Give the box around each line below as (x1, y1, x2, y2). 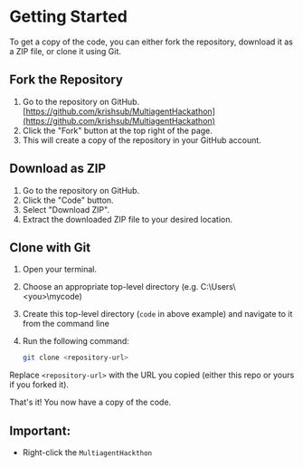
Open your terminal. (22, 264, 98, 275)
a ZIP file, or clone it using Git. (9, 45, 122, 56)
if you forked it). (9, 379, 70, 390)
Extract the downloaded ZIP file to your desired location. (22, 214, 233, 224)
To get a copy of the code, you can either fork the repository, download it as (9, 36, 294, 47)
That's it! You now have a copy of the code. (9, 396, 172, 408)
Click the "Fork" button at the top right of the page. (22, 125, 213, 136)
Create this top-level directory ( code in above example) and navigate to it (22, 309, 293, 319)
